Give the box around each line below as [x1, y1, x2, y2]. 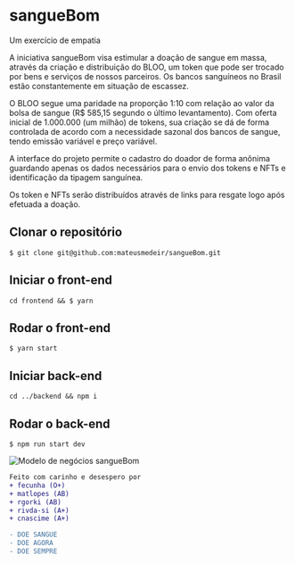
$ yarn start [9, 344, 58, 353]
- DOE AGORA [9, 539, 53, 548]
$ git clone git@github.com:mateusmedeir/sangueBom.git [9, 248, 221, 257]
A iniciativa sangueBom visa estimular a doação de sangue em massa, [9, 52, 267, 62]
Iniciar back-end [9, 368, 102, 384]
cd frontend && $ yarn [9, 296, 94, 305]
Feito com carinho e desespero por [9, 473, 142, 482]
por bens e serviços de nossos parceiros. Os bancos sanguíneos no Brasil [9, 70, 283, 81]
